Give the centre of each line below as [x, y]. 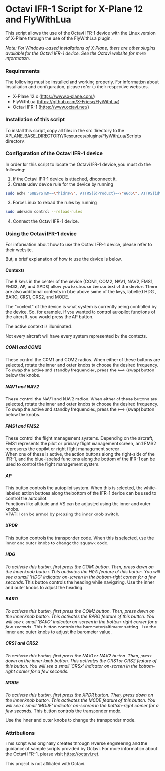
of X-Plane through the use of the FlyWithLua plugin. [59, 38]
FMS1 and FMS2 [22, 426]
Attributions [20, 733]
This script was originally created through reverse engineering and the [77, 743]
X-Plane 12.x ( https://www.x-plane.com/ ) [54, 96]
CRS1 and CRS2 [22, 643]
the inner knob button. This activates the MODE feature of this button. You [81, 700]
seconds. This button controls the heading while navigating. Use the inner [80, 582]
